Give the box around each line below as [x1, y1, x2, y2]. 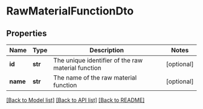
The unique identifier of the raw [53, 56, 143, 64]
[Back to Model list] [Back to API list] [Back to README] [6, 96, 145, 104]
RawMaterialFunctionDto [6, 4, 134, 18]
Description [89, 46, 124, 54]
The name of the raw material [53, 73, 137, 82]
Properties [6, 28, 47, 39]
